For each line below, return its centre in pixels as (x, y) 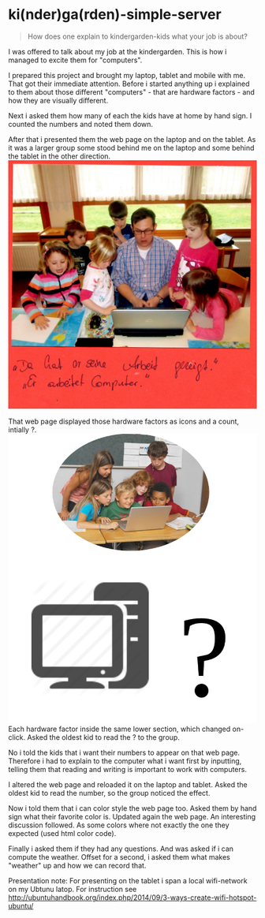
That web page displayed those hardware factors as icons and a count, (123, 421)
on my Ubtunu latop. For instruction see (73, 890)
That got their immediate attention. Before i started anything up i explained (129, 84)
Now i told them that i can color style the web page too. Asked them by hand (132, 808)
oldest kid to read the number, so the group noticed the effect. (109, 793)
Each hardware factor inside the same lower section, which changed (119, 729)
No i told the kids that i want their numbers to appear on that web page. (124, 753)
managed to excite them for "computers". (75, 60)
